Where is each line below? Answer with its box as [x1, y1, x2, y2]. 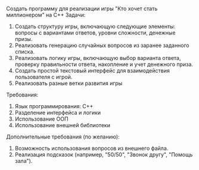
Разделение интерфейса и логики [14, 109, 101, 116]
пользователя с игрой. [14, 74, 73, 80]
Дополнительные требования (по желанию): [6, 133, 120, 140]
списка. [14, 48, 35, 55]
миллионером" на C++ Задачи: [6, 11, 86, 18]
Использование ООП [14, 115, 69, 122]
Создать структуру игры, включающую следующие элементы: [14, 23, 176, 30]
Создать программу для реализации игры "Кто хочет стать [6, 5, 158, 12]
